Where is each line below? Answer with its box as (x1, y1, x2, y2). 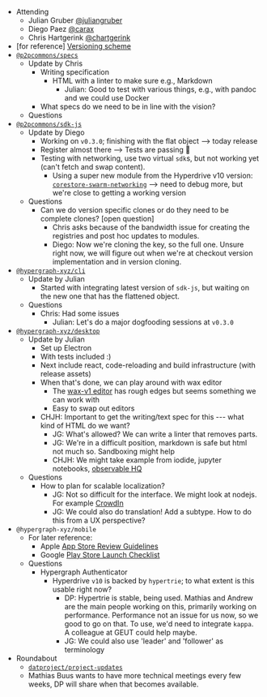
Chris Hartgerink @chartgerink (28, 32, 131, 42)
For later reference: (28, 533, 93, 542)
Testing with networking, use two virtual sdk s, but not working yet (40, 153, 260, 163)
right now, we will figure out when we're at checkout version (52, 248, 253, 258)
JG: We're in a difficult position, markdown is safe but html (52, 438, 248, 447)
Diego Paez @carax (28, 24, 95, 33)
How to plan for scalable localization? (40, 481, 166, 490)
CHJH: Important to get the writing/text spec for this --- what (40, 412, 244, 421)
